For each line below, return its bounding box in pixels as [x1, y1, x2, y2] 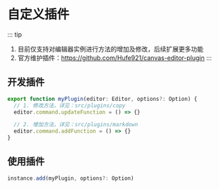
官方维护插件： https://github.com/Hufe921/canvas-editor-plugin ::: [17, 54, 212, 62]
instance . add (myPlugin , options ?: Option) [7, 174, 134, 182]
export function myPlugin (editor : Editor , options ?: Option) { [7, 95, 198, 102]
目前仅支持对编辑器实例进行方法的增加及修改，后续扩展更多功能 [17, 44, 203, 53]
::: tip [7, 30, 23, 39]
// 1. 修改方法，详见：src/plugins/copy [13, 102, 126, 109]
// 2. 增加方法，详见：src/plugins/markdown [13, 121, 138, 128]
